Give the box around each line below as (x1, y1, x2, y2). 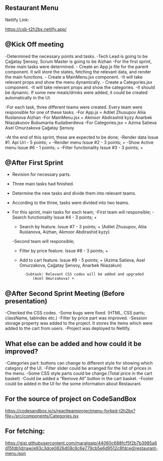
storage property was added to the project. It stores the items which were (5, 320, 153, 326)
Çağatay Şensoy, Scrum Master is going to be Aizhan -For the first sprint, (5, 58, 152, 64)
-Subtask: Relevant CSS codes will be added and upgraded (23, 272, 144, 277)
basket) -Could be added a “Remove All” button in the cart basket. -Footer (5, 376, 154, 382)
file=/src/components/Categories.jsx (5, 413, 79, 419)
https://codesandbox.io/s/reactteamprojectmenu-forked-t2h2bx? (5, 407, 136, 413)
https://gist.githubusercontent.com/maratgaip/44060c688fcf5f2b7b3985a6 (5, 440, 157, 446)
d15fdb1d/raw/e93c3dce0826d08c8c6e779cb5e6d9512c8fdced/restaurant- (5, 445, 158, 451)
